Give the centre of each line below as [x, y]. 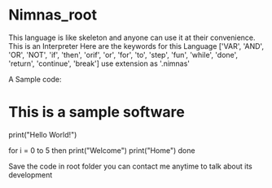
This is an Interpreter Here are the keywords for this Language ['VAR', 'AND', [136, 46]
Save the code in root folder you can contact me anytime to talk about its [130, 166]
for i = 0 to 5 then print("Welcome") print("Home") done [102, 150]
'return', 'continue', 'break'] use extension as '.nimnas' [99, 63]
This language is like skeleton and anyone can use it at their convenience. [132, 37]
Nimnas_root [53, 15]
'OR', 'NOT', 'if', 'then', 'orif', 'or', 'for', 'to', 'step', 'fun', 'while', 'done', [123, 55]
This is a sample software [97, 112]
